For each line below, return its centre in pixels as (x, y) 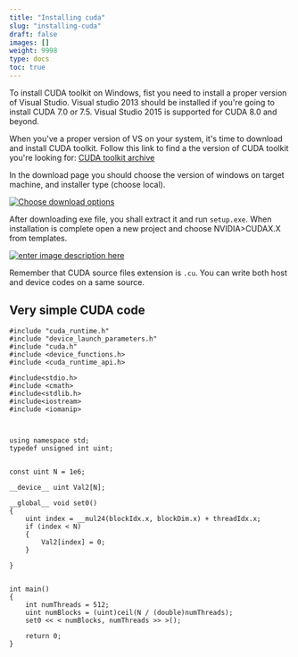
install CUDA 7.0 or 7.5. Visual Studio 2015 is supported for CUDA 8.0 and (143, 112)
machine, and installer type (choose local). (87, 184)
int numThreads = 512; (67, 604)
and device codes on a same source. (77, 282)
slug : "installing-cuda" (55, 26)
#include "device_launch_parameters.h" (83, 339)
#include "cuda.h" (43, 346)
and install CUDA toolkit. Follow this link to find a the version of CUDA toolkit (149, 147)
